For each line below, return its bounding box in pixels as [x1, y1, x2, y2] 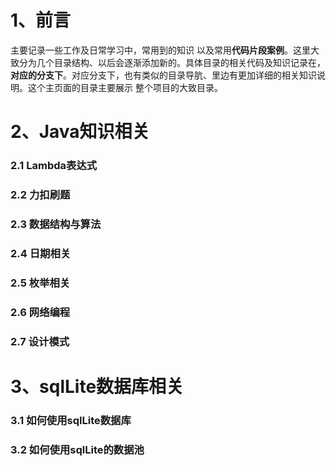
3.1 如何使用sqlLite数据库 [10, 413, 132, 427]
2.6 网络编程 [10, 305, 71, 319]
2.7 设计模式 [10, 334, 70, 348]
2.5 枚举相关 [10, 276, 71, 290]
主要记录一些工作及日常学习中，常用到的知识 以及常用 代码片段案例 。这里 [10, 44, 311, 56]
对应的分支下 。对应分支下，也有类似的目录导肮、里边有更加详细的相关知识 [10, 69, 317, 81]
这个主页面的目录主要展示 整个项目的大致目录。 [27, 81, 223, 93]
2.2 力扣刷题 [10, 187, 71, 201]
